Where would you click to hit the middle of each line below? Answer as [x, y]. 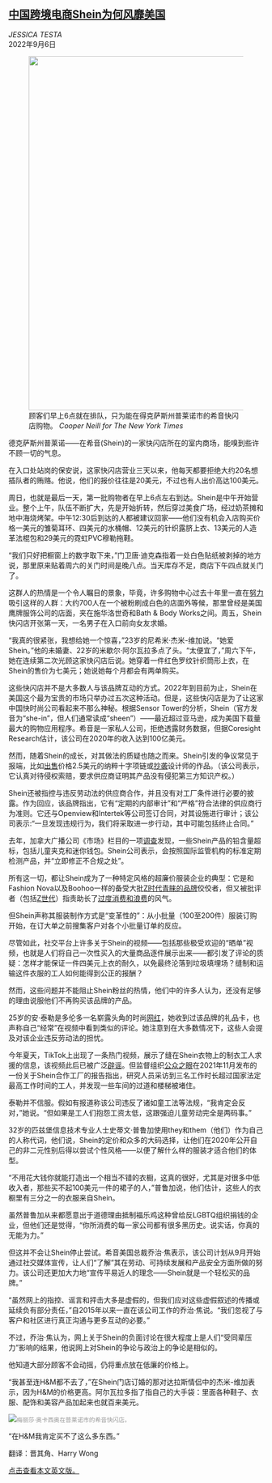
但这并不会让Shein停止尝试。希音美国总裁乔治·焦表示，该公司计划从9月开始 [134, 1252]
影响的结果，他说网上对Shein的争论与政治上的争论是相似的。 [121, 1347]
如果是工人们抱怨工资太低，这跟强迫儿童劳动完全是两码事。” [153, 1112]
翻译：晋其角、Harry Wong [53, 1453]
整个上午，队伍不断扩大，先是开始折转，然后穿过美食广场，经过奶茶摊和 [143, 508]
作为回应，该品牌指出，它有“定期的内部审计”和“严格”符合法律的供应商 [138, 803]
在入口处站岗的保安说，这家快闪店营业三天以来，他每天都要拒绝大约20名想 [134, 470]
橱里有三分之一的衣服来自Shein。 [64, 1197]
